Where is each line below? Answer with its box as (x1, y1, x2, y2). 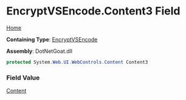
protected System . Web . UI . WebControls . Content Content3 (6, 59, 148, 65)
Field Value (6, 73, 40, 82)
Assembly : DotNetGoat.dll (6, 47, 73, 55)
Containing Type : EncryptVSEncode (6, 36, 98, 43)
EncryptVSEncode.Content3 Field (6, 4, 181, 18)
